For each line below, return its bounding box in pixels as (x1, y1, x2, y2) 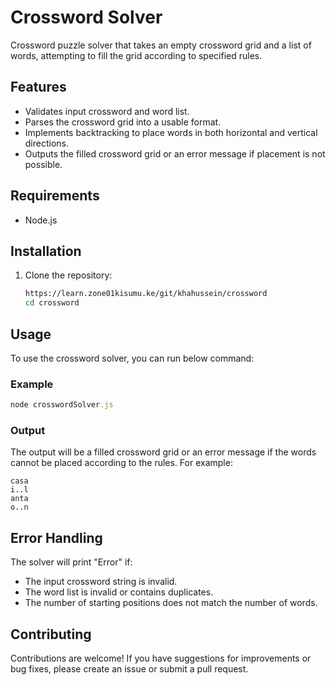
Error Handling (10, 529, 103, 546)
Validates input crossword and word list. (24, 105, 190, 117)
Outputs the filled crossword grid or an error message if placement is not (24, 147, 326, 160)
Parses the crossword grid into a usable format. (24, 116, 222, 128)
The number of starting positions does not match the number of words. (24, 597, 318, 609)
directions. (24, 137, 70, 149)
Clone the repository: (24, 269, 113, 281)
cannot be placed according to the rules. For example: (10, 457, 233, 469)
